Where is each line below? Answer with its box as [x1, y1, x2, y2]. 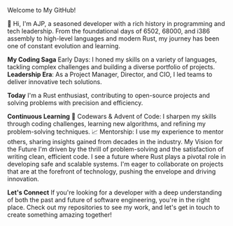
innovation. [7, 175, 40, 183]
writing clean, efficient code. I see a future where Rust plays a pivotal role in [7, 153, 226, 160]
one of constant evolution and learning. [7, 42, 120, 50]
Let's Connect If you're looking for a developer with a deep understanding [7, 188, 223, 197]
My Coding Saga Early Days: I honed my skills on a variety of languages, [7, 55, 217, 64]
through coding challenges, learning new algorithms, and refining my [7, 120, 206, 128]
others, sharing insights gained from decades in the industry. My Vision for [7, 138, 223, 146]
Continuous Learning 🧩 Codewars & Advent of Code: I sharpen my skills [7, 112, 217, 120]
